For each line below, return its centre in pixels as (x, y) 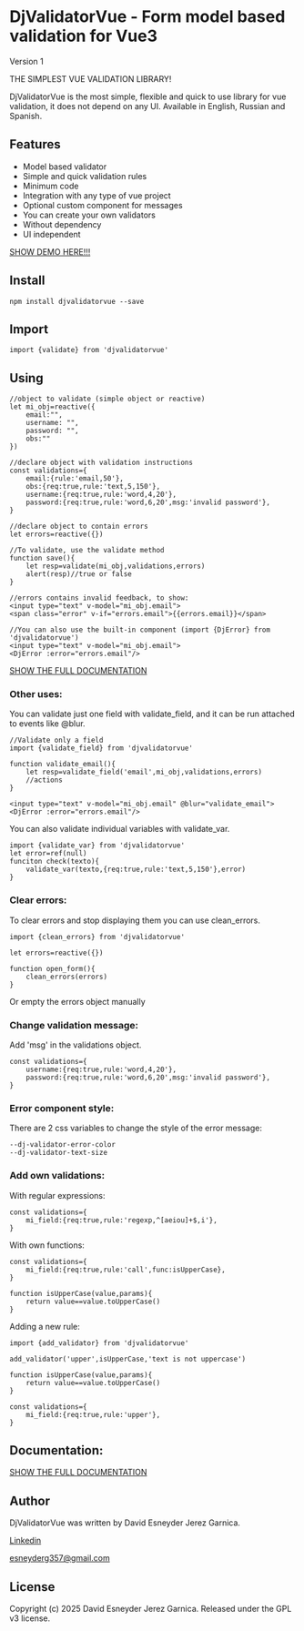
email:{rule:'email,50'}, (75, 479)
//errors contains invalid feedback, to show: (99, 598)
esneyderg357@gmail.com (60, 1558)
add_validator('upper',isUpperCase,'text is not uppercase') (128, 1359)
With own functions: (47, 1245)
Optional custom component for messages (103, 205)
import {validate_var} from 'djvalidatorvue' (97, 846)
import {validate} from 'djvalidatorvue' (89, 350)
